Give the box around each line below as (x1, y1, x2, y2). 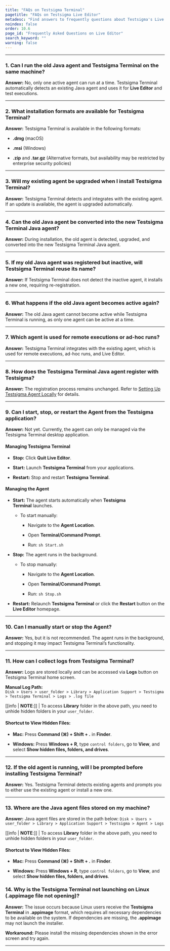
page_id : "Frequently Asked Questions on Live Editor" (5, 31, 123, 36)
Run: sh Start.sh (27, 542, 64, 548)
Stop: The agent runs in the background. (12, 551, 98, 557)
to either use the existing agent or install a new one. (5, 787, 113, 793)
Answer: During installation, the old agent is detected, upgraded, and (5, 236, 150, 242)
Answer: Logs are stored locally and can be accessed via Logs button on (5, 669, 158, 675)
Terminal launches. (12, 502, 54, 509)
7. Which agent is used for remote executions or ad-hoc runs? (5, 334, 160, 341)
